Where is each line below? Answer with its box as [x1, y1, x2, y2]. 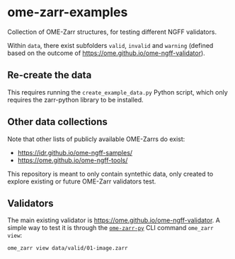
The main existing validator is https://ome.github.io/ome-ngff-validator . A [7, 216, 221, 224]
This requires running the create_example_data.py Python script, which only [7, 88, 228, 96]
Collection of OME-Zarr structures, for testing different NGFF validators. [7, 28, 217, 36]
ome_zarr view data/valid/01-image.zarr [7, 245, 129, 252]
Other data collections [7, 116, 108, 128]
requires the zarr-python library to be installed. [7, 95, 144, 104]
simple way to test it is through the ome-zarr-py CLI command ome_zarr [7, 224, 214, 232]
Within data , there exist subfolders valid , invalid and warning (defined [7, 41, 214, 49]
